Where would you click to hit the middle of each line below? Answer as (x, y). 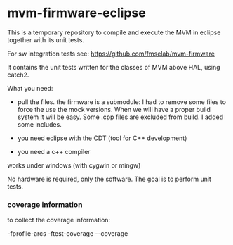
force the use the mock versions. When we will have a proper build (114, 109)
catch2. (18, 75)
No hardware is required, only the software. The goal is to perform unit (109, 179)
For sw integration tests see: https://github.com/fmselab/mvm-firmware (111, 54)
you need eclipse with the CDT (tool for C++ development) (102, 138)
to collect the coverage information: (59, 220)
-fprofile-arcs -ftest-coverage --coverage (68, 234)
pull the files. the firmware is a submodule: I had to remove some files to (122, 102)
